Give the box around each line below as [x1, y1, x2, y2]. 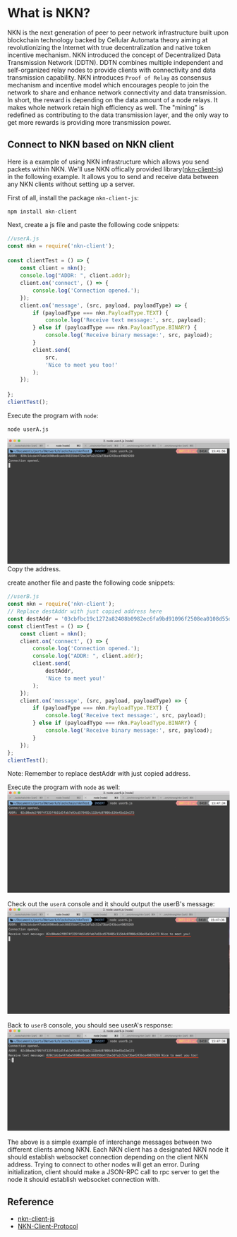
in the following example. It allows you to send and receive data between [7, 172, 219, 181]
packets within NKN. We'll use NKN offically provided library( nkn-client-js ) [7, 164, 224, 173]
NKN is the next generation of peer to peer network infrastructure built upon [7, 28, 229, 37]
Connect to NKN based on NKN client [7, 139, 174, 151]
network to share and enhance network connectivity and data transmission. [7, 88, 227, 97]
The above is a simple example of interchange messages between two [7, 1138, 212, 1147]
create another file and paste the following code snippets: [7, 578, 175, 587]
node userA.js [7, 425, 49, 433]
